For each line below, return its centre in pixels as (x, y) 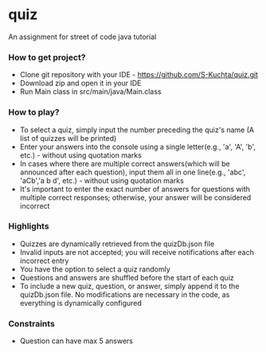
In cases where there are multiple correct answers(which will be (125, 163)
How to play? (34, 112)
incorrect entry (44, 260)
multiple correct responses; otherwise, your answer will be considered (135, 198)
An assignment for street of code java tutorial (82, 37)
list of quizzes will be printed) (68, 138)
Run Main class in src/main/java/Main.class (90, 92)
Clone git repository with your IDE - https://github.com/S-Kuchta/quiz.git (139, 75)
